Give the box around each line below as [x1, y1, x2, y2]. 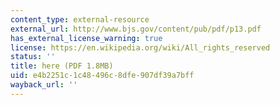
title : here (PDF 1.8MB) [10, 61, 114, 71]
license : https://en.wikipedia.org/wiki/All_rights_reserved [10, 42, 271, 53]
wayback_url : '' [10, 80, 78, 90]
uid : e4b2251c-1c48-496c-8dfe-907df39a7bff [10, 71, 195, 81]
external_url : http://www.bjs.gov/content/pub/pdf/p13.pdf [10, 24, 262, 34]
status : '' [10, 52, 56, 62]
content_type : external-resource [10, 14, 150, 25]
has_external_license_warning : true [10, 33, 163, 43]
